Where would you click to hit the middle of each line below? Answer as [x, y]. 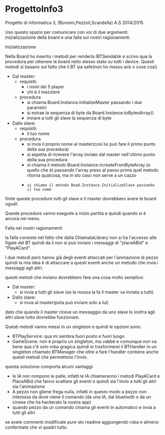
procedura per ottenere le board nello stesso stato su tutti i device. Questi [80, 61]
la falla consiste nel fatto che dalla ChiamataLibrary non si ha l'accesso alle [81, 237]
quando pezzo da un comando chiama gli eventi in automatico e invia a [84, 407]
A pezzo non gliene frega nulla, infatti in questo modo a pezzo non [79, 391]
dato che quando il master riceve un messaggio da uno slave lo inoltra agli [80, 312]
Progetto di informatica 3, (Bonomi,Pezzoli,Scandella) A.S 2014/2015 [74, 23]
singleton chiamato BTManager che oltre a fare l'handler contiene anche [85, 352]
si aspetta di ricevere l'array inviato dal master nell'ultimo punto [91, 154]
